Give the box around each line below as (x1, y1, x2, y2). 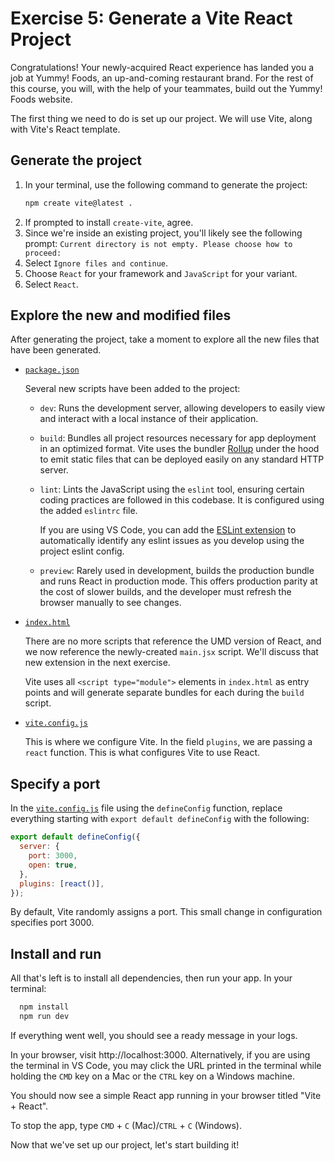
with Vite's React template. (10, 123, 121, 135)
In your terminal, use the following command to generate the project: (24, 178, 308, 191)
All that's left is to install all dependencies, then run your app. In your (10, 972, 293, 984)
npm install (19, 1002, 70, 1012)
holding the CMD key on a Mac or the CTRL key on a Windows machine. (10, 1070, 295, 1082)
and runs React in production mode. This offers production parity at (39, 575, 318, 587)
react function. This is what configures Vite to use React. (24, 747, 261, 759)
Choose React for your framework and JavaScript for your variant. (24, 267, 298, 279)
